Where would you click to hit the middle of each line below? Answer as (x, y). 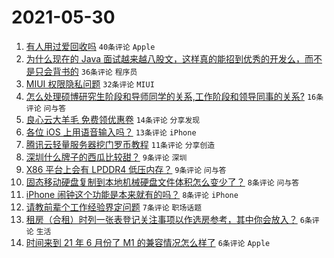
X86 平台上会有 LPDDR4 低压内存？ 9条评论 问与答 (126, 169)
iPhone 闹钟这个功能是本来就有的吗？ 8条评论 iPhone (132, 194)
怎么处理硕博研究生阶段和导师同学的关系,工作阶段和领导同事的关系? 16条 (174, 96)
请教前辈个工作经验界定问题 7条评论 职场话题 (114, 207)
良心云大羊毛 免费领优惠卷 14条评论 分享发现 (113, 119)
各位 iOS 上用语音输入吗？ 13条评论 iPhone (111, 132)
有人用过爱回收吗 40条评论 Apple (90, 46)
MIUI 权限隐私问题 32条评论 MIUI (90, 83)
